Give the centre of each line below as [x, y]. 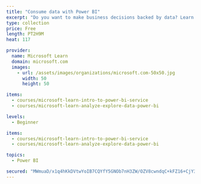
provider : [19, 51]
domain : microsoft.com [40, 61]
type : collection [28, 23]
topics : [16, 155]
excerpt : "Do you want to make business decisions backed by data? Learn [100, 17]
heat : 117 [19, 40]
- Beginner [25, 122]
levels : [16, 117]
